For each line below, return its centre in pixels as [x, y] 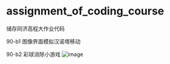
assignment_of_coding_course [85, 11]
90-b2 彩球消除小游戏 [34, 54]
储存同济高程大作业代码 [35, 28]
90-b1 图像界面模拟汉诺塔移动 [43, 41]
